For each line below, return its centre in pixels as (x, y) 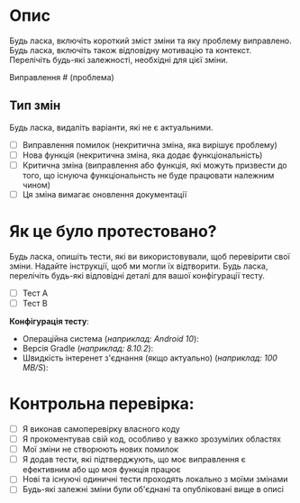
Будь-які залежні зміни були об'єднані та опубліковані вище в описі (153, 489)
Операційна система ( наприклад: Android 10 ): (111, 339)
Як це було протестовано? (114, 232)
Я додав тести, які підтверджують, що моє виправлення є (134, 460)
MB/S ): (35, 368)
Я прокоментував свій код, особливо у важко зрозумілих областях (152, 439)
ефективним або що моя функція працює (102, 470)
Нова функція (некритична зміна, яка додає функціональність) (142, 155)
